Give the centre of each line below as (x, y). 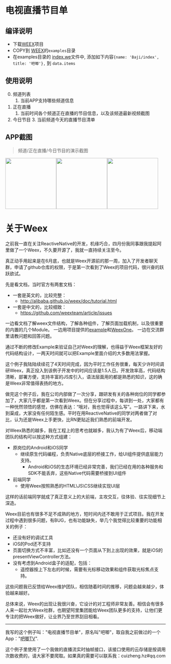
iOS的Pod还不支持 (32, 544)
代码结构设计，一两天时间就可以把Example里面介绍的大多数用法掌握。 (79, 353)
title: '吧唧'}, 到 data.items (44, 63)
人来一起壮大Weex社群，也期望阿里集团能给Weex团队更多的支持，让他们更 (84, 610)
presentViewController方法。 (43, 556)
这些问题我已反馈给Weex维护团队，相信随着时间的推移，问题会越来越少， (82, 586)
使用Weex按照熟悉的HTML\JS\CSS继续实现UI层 (70, 486)
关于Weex (26, 228)
